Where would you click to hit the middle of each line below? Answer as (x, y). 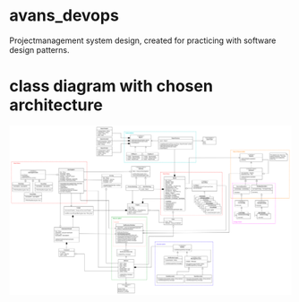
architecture (56, 105)
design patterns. (39, 49)
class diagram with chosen (111, 86)
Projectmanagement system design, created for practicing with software (143, 40)
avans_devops (64, 16)
